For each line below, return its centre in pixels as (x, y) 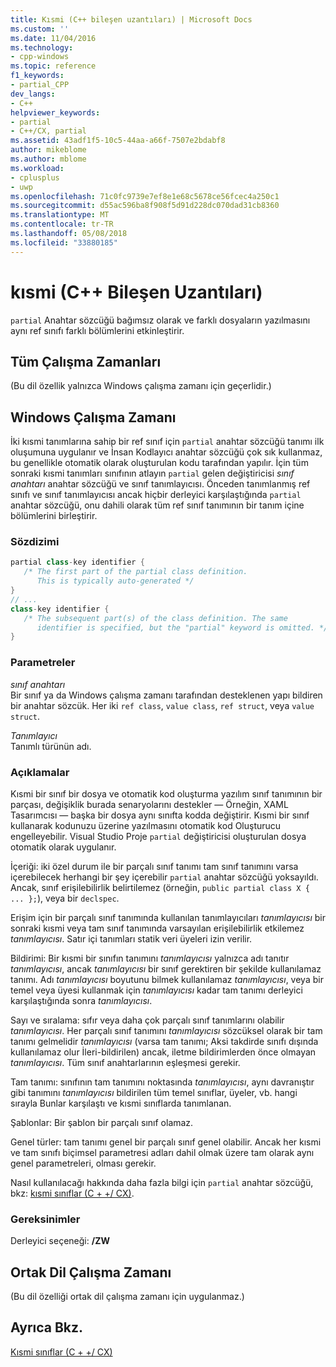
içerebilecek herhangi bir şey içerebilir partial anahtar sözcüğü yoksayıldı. (164, 877)
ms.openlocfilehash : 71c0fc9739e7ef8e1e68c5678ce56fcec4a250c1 (145, 196)
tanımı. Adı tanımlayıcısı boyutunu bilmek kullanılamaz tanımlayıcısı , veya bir (167, 979)
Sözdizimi (35, 542)
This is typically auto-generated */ (115, 581)
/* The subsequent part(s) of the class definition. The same (155, 618)
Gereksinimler (45, 1219)
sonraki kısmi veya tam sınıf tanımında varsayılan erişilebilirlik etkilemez (157, 928)
